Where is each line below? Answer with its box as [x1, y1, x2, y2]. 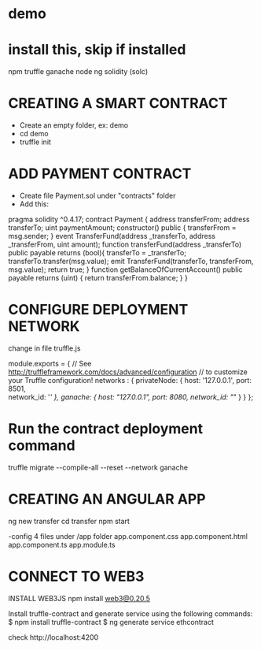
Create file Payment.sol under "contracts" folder [19, 191, 176, 200]
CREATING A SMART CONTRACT [8, 95, 228, 113]
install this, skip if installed [8, 41, 186, 59]
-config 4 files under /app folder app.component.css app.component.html [8, 531, 248, 540]
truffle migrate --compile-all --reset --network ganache [8, 462, 189, 472]
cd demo [19, 129, 49, 139]
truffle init [19, 137, 51, 147]
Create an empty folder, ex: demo [19, 121, 129, 130]
